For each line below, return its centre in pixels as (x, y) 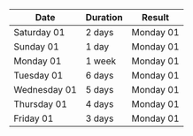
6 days (100, 76)
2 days (100, 32)
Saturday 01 (39, 32)
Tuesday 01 (39, 76)
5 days (100, 90)
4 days (100, 104)
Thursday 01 (41, 104)
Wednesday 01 (45, 90)
